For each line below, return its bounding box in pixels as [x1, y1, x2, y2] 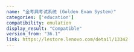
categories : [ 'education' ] [6, 14, 74, 20]
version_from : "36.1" [6, 31, 61, 37]
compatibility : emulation [6, 20, 71, 26]
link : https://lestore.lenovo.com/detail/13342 [6, 36, 129, 42]
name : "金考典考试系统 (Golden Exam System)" [6, 8, 116, 15]
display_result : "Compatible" [6, 25, 83, 32]
